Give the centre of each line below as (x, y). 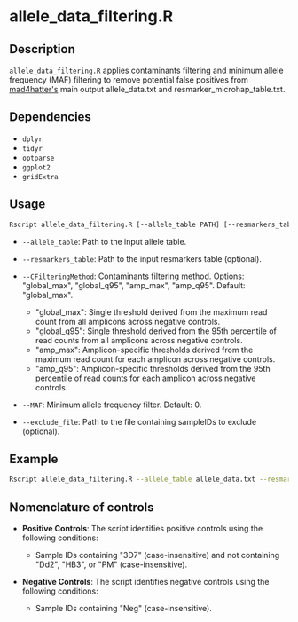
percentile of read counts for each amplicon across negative (145, 378)
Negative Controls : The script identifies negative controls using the (145, 582)
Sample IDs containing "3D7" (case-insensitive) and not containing (157, 555)
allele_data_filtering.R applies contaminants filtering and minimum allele (146, 70)
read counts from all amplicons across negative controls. (139, 340)
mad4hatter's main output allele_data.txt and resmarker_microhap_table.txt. (147, 89)
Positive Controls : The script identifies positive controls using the (142, 528)
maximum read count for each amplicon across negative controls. (155, 359)
